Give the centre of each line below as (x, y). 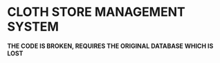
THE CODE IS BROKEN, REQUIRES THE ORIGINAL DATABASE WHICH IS (110, 46)
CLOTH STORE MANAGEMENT (96, 12)
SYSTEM (33, 27)
